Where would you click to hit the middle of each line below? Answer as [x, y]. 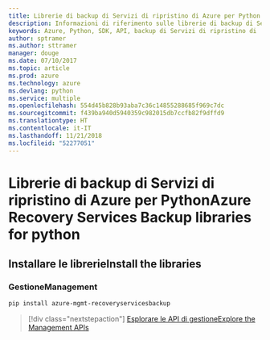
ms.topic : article [39, 68]
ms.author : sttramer [43, 46]
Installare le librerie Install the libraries [105, 264]
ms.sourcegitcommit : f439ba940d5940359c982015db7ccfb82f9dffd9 [117, 114]
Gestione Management [53, 287]
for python [44, 234]
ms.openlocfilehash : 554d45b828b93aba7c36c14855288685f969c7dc [117, 106]
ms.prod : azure [34, 76]
